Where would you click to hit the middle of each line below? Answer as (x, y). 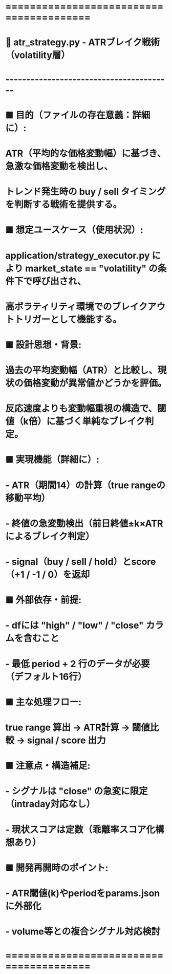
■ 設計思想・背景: (44, 345)
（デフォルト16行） (46, 677)
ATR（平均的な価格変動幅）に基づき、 (86, 153)
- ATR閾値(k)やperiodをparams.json (83, 893)
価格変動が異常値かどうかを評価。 (95, 383)
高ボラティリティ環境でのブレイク (77, 307)
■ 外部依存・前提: (44, 600)
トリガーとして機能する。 (68, 319)
